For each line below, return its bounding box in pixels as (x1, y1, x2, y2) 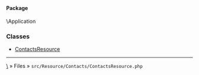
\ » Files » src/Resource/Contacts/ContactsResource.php (6, 63, 143, 70)
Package (6, 5, 28, 12)
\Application (6, 18, 36, 25)
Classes (6, 32, 30, 40)
